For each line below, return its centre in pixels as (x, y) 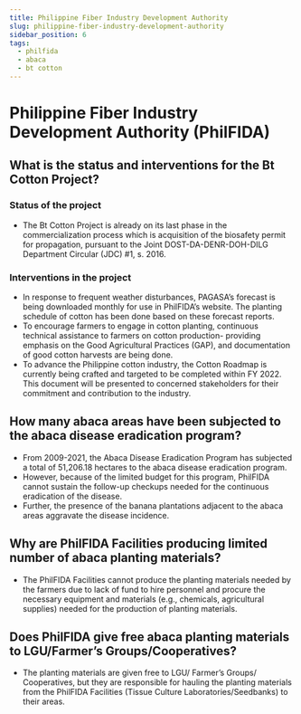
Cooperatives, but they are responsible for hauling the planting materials (157, 682)
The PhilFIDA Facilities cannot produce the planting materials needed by (157, 579)
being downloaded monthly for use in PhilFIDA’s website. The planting (152, 307)
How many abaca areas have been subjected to (146, 422)
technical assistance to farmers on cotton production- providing (141, 336)
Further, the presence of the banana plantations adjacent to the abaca (153, 505)
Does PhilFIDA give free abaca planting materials (150, 638)
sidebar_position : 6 (48, 34)
